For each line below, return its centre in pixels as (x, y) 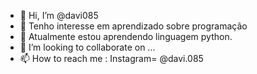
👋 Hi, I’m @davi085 (59, 15)
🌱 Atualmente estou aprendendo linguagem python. (126, 36)
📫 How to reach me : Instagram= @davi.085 (111, 58)
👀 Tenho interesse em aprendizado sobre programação (133, 26)
